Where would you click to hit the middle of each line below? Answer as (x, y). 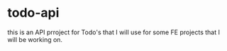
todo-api (33, 13)
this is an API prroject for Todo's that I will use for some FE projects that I (113, 32)
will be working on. (35, 39)
